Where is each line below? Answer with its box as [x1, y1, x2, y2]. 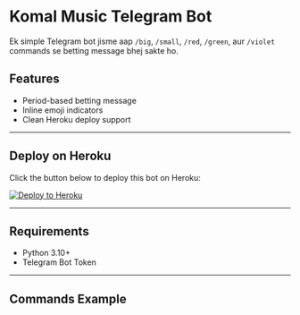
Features [9, 72, 60, 87]
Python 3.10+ [21, 248, 71, 259]
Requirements [9, 224, 89, 239]
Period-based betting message [21, 95, 137, 106]
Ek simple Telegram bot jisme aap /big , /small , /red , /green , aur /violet [9, 36, 275, 47]
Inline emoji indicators [21, 105, 104, 115]
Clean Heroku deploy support [21, 114, 131, 124]
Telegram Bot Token [21, 257, 96, 268]
